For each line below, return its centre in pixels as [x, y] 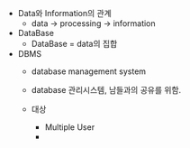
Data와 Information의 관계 [65, 13]
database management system [89, 71]
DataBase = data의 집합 [74, 44]
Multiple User [70, 127]
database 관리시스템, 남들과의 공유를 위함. [106, 90]
